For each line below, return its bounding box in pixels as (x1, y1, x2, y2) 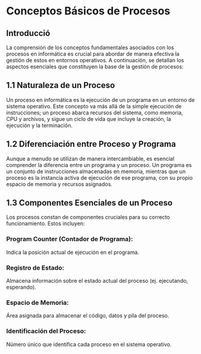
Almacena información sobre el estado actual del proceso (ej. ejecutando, (6, 277, 188, 285)
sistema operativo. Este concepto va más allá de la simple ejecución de (6, 102, 182, 110)
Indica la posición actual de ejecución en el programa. (6, 249, 139, 256)
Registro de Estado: (6, 264, 65, 272)
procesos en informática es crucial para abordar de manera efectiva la (6, 50, 179, 58)
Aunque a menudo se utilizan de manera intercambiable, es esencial (6, 155, 175, 162)
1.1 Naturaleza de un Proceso (6, 80, 115, 90)
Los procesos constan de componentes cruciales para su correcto (6, 214, 170, 221)
